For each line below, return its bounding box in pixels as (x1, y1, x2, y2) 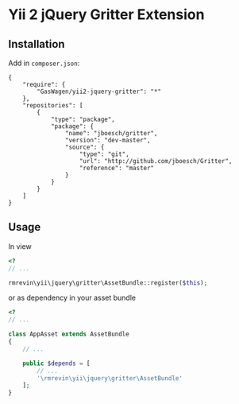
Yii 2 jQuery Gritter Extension (8, 6, 205, 24)
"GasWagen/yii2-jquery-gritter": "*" (37, 87, 161, 95)
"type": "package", (50, 115, 115, 123)
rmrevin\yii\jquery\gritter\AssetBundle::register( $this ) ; (8, 278, 208, 287)
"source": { (64, 143, 105, 151)
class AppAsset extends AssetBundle (8, 330, 129, 339)
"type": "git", (79, 150, 129, 158)
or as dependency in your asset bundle (8, 293, 137, 303)
